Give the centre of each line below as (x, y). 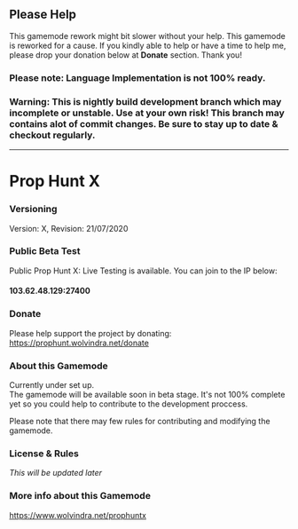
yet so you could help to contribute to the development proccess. (129, 404)
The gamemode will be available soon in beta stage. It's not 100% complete (147, 395)
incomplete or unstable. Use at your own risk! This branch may (147, 113)
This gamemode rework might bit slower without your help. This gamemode (147, 36)
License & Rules (44, 454)
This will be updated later (56, 473)
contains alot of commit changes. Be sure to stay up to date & (144, 123)
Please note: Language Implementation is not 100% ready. (137, 77)
